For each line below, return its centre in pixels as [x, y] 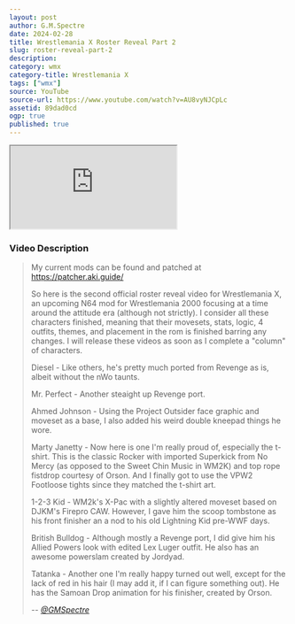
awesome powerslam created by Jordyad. [108, 557]
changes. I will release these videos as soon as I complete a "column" [158, 341]
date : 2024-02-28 [41, 34]
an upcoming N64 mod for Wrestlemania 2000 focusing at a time [149, 304]
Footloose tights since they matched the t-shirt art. [124, 485]
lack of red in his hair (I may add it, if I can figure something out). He [155, 583]
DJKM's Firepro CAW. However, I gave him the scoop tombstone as [153, 512]
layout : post [33, 17]
